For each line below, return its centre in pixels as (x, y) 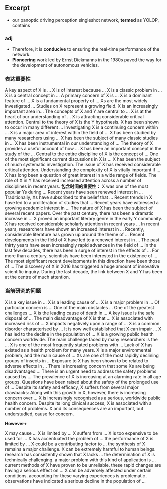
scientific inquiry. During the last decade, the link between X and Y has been (83, 272)
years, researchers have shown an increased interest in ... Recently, (75, 229)
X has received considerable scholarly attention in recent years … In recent (82, 224)
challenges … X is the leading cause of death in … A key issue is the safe (80, 313)
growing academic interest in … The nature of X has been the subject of (79, 208)
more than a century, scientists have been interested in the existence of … (81, 256)
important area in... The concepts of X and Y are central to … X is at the (78, 111)
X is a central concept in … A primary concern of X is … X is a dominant (79, 96)
